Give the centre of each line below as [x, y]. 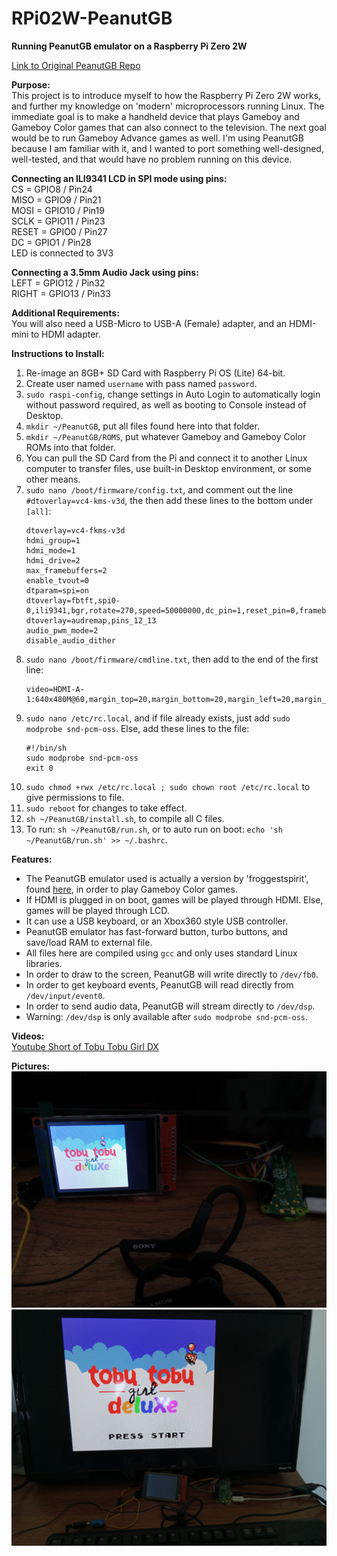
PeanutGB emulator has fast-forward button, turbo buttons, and [156, 931]
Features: [32, 859]
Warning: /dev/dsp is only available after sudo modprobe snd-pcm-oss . [167, 1016]
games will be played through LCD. [97, 910]
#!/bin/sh [46, 748]
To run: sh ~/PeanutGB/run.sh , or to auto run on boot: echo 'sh [154, 829]
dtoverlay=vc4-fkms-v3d [75, 530]
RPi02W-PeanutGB [92, 18]
